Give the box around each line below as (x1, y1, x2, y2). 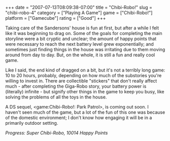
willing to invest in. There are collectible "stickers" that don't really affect (5, 78, 157, 84)
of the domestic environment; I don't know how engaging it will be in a (5, 115, 152, 121)
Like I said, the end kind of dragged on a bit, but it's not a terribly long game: (5, 67, 165, 73)
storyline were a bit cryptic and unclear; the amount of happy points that (5, 36, 157, 42)
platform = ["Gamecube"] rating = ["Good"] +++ (5, 15, 106, 21)
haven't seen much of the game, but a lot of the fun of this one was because (5, 109, 165, 115)
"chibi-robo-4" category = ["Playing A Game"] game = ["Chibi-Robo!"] (5, 10, 153, 16)
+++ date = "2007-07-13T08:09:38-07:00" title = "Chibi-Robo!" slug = (5, 5, 153, 10)
